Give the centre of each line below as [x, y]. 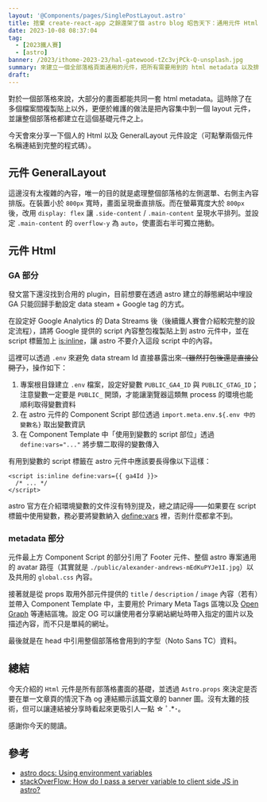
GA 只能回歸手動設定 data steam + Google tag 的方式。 [99, 304]
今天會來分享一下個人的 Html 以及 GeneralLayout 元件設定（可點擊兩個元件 [131, 135]
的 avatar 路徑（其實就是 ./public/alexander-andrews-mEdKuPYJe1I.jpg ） [128, 567]
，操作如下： [46, 368]
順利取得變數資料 [48, 405]
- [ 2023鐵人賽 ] [39, 45]
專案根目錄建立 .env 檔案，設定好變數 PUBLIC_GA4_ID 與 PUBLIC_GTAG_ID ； [139, 385]
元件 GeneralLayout [57, 173]
